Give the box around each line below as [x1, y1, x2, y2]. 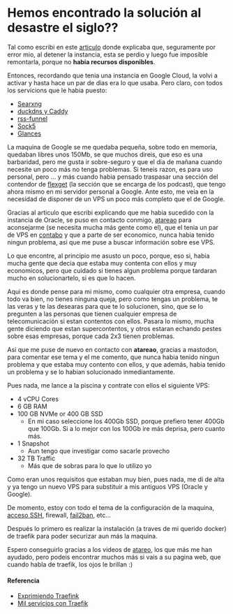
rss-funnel [17, 114, 47, 123]
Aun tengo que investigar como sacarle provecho [27, 446, 170, 455]
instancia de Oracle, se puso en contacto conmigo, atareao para [7, 215, 192, 224]
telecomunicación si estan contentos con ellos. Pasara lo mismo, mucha [7, 316, 214, 326]
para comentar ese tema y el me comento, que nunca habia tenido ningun [7, 353, 220, 361]
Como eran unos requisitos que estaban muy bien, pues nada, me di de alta [7, 475, 225, 483]
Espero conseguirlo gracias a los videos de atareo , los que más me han [7, 545, 213, 553]
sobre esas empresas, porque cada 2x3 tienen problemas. [7, 332, 175, 340]
